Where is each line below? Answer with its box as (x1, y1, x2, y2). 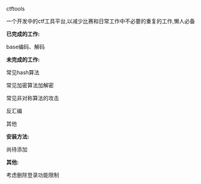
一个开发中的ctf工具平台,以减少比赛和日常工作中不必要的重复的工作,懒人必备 (6, 17, 196, 25)
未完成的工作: (6, 56, 40, 63)
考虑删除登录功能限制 (6, 171, 59, 179)
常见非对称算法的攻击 (6, 95, 59, 101)
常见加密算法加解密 (6, 81, 54, 89)
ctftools (6, 5, 25, 12)
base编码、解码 (6, 43, 45, 50)
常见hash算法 (6, 69, 40, 76)
